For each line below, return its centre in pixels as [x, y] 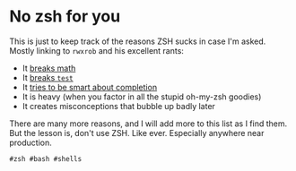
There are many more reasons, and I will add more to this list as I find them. [148, 124]
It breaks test [48, 77]
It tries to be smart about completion [90, 87]
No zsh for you [65, 17]
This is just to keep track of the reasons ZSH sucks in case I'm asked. [138, 41]
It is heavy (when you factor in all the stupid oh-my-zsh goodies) [142, 97]
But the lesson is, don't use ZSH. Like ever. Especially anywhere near [137, 133]
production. [30, 142]
